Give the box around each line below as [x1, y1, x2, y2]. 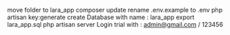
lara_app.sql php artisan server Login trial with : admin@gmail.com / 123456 [7, 21, 223, 28]
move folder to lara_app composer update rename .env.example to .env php [7, 6, 223, 14]
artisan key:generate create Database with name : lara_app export [7, 13, 195, 21]
